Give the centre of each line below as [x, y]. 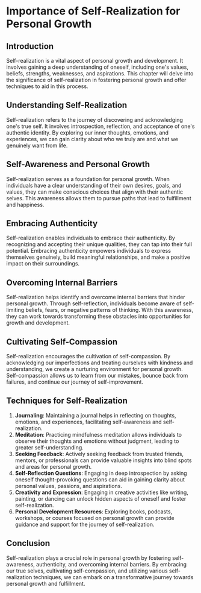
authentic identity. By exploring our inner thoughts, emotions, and [88, 132]
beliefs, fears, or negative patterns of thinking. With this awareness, [110, 310]
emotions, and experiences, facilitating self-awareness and [88, 422]
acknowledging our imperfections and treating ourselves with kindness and [100, 363]
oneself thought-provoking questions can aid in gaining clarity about [100, 479]
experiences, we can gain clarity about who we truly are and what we [92, 139]
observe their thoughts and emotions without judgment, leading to [97, 441]
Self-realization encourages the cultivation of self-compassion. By [88, 357]
